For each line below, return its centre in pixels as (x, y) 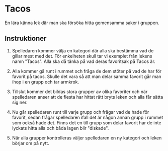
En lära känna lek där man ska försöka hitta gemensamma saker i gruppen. (82, 23)
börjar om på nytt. (31, 143)
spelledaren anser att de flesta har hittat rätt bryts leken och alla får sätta (88, 97)
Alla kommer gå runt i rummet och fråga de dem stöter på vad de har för (87, 71)
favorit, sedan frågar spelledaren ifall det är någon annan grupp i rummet (88, 117)
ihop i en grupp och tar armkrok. (46, 82)
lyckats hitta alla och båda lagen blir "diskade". (60, 128)
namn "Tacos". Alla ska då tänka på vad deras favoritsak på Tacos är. (83, 61)
